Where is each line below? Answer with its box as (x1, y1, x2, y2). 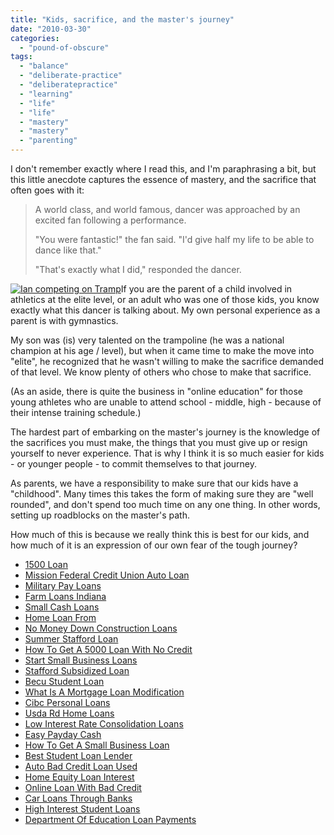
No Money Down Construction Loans (24, 622, 178, 634)
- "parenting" (19, 136, 78, 146)
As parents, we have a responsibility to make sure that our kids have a (10, 477, 299, 489)
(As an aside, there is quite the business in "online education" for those (10, 386, 303, 397)
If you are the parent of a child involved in (120, 283, 293, 295)
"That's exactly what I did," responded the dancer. (34, 264, 242, 275)
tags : (10, 52, 33, 62)
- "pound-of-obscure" (19, 42, 110, 53)
